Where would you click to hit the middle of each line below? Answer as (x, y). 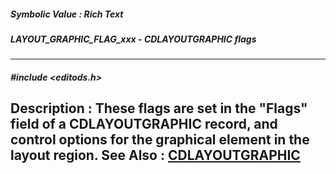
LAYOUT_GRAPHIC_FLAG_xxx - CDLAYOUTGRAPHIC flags (133, 39)
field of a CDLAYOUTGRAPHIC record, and (144, 124)
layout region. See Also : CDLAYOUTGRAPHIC (155, 155)
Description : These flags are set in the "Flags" (159, 108)
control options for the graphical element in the (160, 140)
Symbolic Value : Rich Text (67, 14)
